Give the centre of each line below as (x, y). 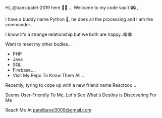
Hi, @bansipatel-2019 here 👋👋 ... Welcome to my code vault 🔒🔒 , (72, 8)
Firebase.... (24, 70)
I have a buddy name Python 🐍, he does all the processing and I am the (79, 19)
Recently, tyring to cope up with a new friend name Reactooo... (71, 85)
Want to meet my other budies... (39, 44)
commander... (20, 24)
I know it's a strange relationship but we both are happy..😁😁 (69, 34)
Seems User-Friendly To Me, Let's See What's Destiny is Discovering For (81, 95)
